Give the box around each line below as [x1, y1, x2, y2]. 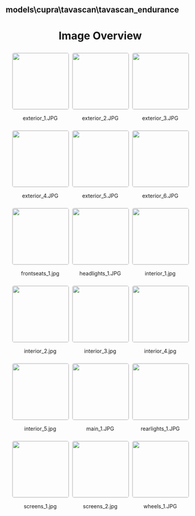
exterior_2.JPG [82, 115, 119, 122]
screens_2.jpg [83, 503, 118, 510]
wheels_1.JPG [143, 503, 178, 510]
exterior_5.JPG [82, 192, 118, 200]
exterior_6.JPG [142, 192, 179, 200]
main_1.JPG [86, 425, 115, 433]
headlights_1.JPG [79, 270, 121, 277]
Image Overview [58, 29, 142, 43]
